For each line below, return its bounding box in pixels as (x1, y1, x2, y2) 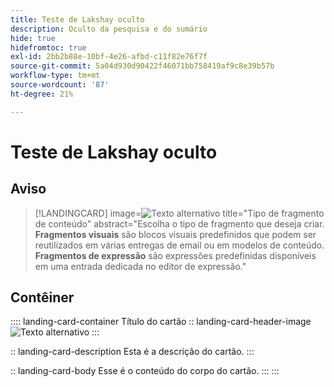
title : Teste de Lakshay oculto (10, 14, 145, 25)
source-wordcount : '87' (10, 80, 110, 90)
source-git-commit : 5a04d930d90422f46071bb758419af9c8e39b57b (10, 61, 275, 71)
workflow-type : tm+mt (10, 71, 101, 81)
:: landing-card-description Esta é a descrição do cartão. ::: (10, 346, 255, 358)
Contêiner (10, 289, 75, 306)
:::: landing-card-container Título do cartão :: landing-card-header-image (10, 316, 312, 328)
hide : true (10, 33, 56, 43)
